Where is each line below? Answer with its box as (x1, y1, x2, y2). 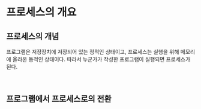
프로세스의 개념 (6, 31, 59, 41)
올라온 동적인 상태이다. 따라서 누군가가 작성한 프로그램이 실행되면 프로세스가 (12, 56, 191, 63)
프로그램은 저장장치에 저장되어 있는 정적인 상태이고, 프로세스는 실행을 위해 (6, 49, 179, 55)
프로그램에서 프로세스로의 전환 (6, 94, 112, 104)
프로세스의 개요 (6, 5, 77, 19)
